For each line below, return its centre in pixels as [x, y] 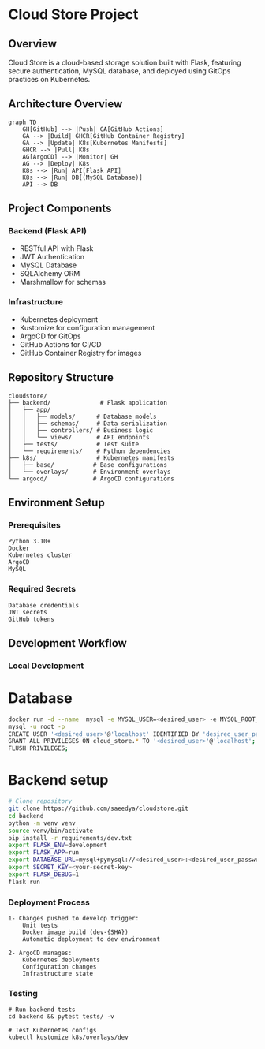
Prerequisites [34, 524]
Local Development [46, 666]
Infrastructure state [58, 973]
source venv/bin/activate [50, 831]
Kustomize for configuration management [87, 327]
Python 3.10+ [30, 542]
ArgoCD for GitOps [50, 336]
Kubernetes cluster [40, 555]
